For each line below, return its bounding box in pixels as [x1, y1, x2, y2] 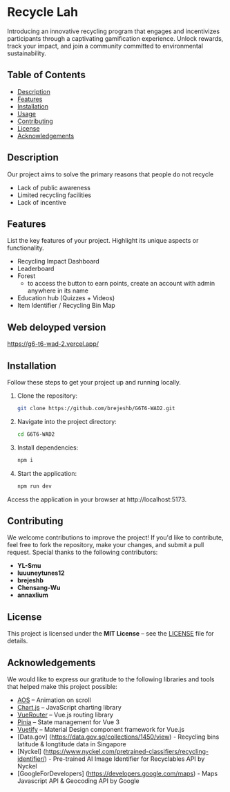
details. [7, 637, 28, 645]
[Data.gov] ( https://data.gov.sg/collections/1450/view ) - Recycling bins [17, 733, 220, 741]
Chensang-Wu [17, 584, 61, 592]
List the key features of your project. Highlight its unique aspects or [7, 237, 199, 245]
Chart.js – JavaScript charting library [17, 703, 122, 711]
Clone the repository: [17, 392, 78, 400]
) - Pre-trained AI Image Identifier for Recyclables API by [44, 755, 205, 763]
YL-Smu [17, 562, 41, 570]
